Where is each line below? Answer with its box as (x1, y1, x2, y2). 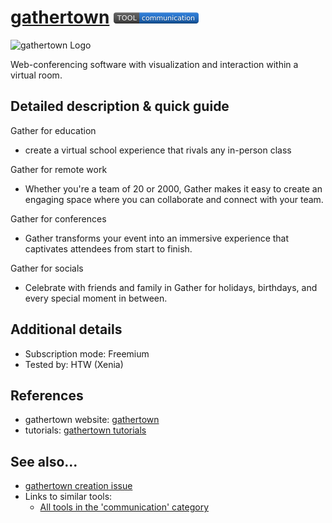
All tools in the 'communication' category (39, 501, 210, 513)
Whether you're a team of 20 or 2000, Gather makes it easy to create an (24, 182, 323, 195)
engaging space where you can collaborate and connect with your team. (24, 193, 324, 205)
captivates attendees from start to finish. (24, 242, 193, 255)
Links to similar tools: (24, 491, 113, 503)
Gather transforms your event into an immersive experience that (24, 232, 290, 244)
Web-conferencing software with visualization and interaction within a (10, 58, 299, 70)
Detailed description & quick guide (10, 98, 230, 115)
